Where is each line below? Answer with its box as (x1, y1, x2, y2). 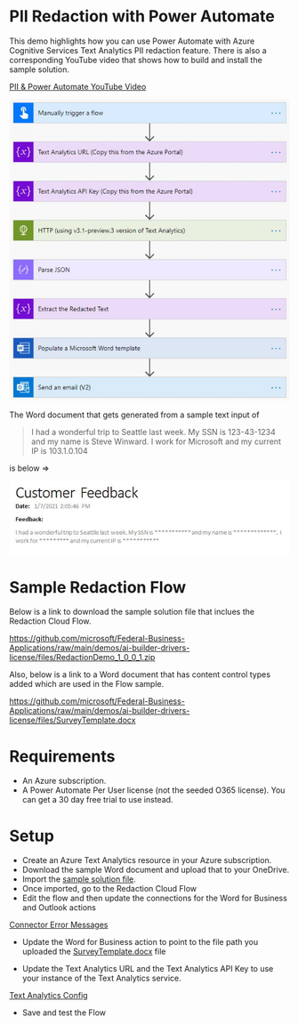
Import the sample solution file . (21, 874, 136, 884)
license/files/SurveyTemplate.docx (9, 714, 136, 726)
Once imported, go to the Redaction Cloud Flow (21, 884, 197, 894)
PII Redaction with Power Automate (9, 6, 276, 27)
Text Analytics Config (9, 990, 88, 1001)
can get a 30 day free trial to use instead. (21, 795, 173, 805)
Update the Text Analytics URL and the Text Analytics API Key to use (21, 964, 274, 974)
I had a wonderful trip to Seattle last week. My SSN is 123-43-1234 (30, 426, 276, 437)
